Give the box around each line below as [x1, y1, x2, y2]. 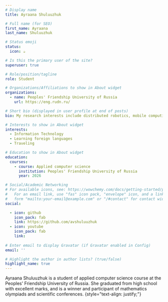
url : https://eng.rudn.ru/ [14, 99, 70, 105]
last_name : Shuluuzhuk [5, 31, 52, 36]
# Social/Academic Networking [5, 182, 68, 187]
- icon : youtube [9, 224, 43, 229]
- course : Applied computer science [14, 164, 91, 169]
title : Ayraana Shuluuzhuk [5, 12, 61, 17]
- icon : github [9, 210, 41, 215]
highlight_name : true [5, 261, 50, 266]
